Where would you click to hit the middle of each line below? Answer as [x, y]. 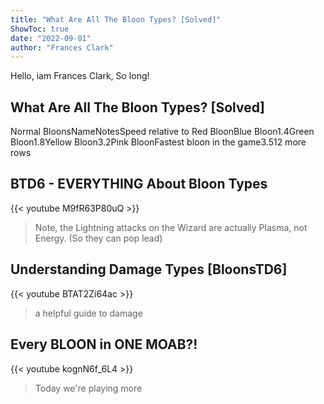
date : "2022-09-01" [51, 38]
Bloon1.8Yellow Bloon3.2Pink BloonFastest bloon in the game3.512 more [158, 142]
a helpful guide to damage [88, 313]
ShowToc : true [40, 29]
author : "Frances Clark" [62, 47]
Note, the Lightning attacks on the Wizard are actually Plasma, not [171, 227]
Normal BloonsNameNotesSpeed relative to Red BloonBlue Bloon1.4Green [162, 132]
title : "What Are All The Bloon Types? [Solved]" [116, 19]
